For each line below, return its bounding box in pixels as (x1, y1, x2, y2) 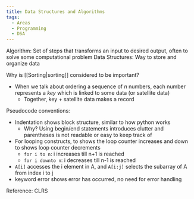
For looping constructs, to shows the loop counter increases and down (14, 138, 189, 145)
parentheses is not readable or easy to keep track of (23, 132, 152, 139)
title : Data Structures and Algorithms (6, 8, 105, 15)
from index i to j (14, 169, 54, 176)
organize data (6, 60, 40, 67)
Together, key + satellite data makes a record (23, 96, 134, 103)
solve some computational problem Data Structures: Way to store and (6, 54, 177, 61)
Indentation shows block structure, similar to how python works (14, 119, 171, 126)
